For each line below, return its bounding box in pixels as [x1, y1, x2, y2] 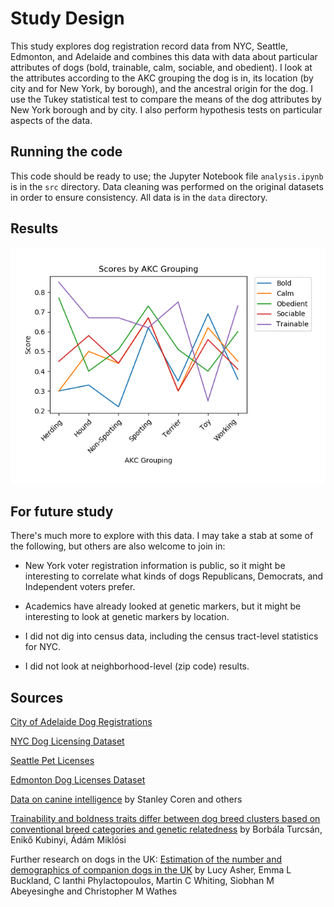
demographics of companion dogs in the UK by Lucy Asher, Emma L [10, 864, 292, 876]
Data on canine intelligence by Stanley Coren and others [10, 793, 243, 806]
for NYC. [24, 641, 62, 653]
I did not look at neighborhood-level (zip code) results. [24, 660, 250, 672]
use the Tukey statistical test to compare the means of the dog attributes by [10, 93, 322, 105]
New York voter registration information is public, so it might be [24, 560, 286, 572]
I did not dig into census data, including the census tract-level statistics [24, 630, 319, 642]
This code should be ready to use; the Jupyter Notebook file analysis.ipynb [10, 170, 324, 182]
